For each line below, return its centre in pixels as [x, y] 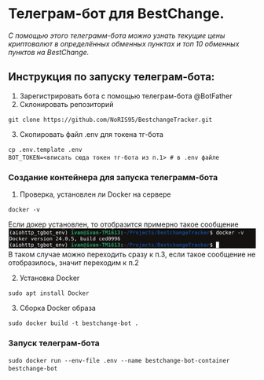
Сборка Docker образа [57, 308]
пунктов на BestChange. [49, 52]
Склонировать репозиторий [66, 104]
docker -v [24, 210]
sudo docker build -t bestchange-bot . [73, 323]
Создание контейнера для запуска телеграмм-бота [113, 177]
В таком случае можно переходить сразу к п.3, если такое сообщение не [132, 255]
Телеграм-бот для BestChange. [116, 14]
